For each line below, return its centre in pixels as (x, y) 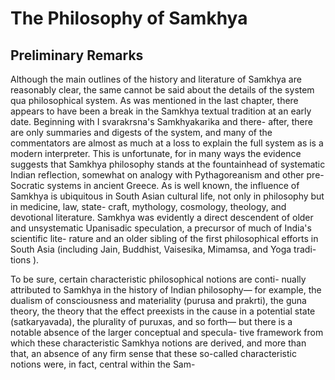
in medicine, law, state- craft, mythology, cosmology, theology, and (148, 206)
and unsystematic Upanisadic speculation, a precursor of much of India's (161, 228)
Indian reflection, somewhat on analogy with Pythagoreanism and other (157, 175)
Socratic (27, 185)
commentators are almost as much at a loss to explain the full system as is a (167, 143)
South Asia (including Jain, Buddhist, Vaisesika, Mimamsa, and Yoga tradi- (163, 249)
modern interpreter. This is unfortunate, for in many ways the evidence (156, 153)
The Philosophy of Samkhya (129, 18)
